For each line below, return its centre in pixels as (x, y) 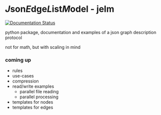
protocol (14, 38)
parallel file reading (39, 92)
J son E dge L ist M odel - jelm (60, 9)
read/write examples (33, 86)
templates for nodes (32, 102)
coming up (18, 60)
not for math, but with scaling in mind (43, 47)
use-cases (23, 76)
